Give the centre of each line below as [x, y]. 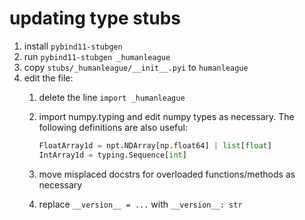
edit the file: [48, 78]
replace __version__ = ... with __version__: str [140, 204]
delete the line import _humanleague [112, 97]
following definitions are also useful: [113, 127]
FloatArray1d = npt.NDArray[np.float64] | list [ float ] [155, 145]
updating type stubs [95, 18]
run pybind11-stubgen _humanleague [97, 56]
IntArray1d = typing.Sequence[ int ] [112, 155]
